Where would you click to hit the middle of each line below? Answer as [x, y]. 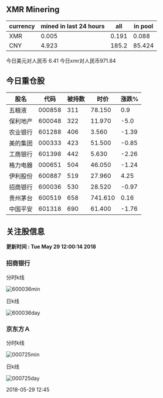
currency [22, 26]
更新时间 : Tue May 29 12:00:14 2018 [51, 247]
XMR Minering [33, 10]
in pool [144, 26]
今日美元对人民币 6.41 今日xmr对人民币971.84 [61, 60]
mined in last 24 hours [73, 26]
